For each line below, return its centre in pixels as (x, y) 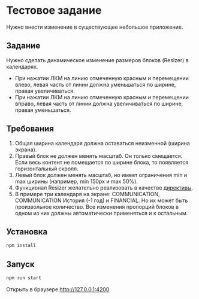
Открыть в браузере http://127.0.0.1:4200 (58, 289)
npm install (21, 246)
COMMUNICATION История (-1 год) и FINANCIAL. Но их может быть (101, 200)
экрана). (26, 149)
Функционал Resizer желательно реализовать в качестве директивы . (104, 187)
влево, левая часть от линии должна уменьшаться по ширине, (95, 84)
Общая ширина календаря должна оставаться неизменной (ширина (102, 143)
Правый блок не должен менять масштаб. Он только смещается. (99, 155)
